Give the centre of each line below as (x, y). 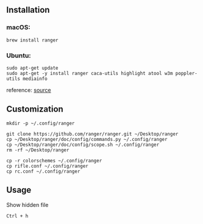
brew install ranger (33, 40)
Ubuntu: (19, 56)
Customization (35, 109)
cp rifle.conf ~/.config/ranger (47, 166)
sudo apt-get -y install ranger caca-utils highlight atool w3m (90, 73)
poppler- (187, 73)
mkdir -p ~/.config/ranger (41, 123)
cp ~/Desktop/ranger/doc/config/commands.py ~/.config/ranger (87, 139)
